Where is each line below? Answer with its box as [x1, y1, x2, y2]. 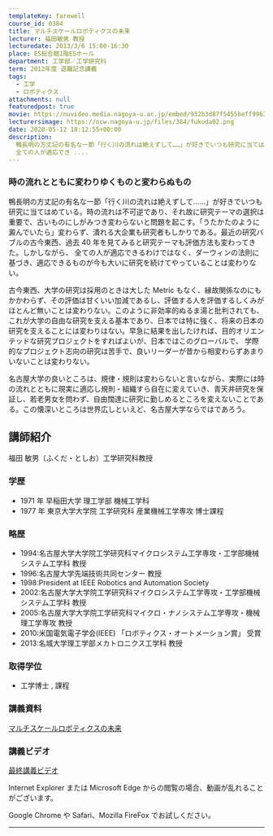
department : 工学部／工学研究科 [8, 58, 107, 66]
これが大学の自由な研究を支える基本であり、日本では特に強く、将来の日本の [8, 315, 264, 326]
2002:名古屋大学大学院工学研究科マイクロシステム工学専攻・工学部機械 [19, 588, 261, 597]
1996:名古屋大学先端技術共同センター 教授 [19, 569, 162, 579]
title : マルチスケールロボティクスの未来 [8, 27, 131, 35]
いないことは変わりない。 [8, 356, 94, 366]
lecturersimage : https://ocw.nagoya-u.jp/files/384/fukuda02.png [8, 118, 234, 126]
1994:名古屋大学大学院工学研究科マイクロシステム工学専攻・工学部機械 [19, 549, 260, 558]
